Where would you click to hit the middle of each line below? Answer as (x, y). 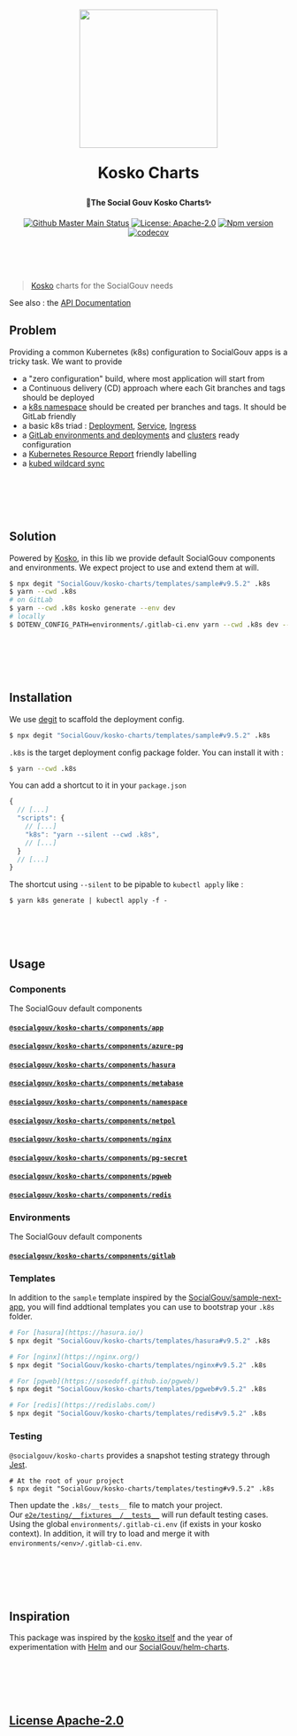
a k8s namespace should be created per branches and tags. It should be (154, 407)
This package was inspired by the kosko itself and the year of (121, 1638)
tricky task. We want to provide (66, 361)
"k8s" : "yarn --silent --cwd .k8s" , (93, 834)
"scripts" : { (41, 818)
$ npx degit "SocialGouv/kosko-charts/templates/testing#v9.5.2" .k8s (142, 1489)
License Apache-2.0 (67, 1720)
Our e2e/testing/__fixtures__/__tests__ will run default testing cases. (139, 1514)
